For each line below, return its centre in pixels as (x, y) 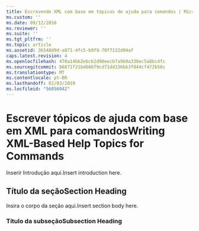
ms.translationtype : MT (36, 72)
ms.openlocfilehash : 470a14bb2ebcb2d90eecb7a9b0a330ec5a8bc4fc (86, 61)
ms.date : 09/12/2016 (32, 23)
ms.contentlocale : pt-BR (37, 78)
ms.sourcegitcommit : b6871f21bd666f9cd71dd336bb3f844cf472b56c (86, 67)
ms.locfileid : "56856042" (38, 89)
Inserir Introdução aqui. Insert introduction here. (64, 172)
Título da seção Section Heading (67, 192)
